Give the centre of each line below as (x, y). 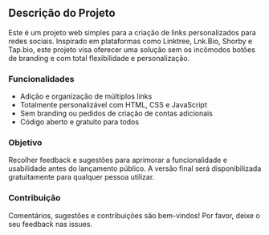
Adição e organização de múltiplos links (86, 96)
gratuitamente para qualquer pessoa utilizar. (82, 177)
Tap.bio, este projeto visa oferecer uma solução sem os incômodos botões (132, 49)
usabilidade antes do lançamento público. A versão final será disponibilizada (135, 168)
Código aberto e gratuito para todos (79, 122)
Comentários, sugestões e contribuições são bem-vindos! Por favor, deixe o (134, 215)
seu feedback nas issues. (51, 224)
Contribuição (35, 198)
